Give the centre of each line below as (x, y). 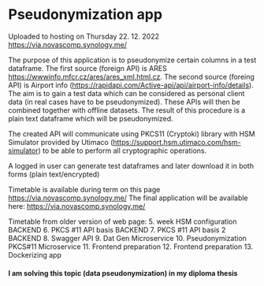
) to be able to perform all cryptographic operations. (123, 150)
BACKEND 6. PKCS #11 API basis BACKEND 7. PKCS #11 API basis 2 (117, 229)
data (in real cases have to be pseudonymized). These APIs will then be (124, 102)
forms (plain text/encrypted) (54, 174)
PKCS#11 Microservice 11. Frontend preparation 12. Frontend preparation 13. (131, 247)
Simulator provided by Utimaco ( (61, 142)
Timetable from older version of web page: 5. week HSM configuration (123, 221)
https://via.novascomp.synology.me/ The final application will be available (128, 198)
